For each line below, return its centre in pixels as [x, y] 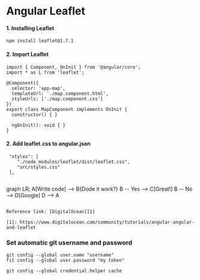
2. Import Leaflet [28, 54]
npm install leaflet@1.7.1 [40, 41]
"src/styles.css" [39, 167]
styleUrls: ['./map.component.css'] [57, 99]
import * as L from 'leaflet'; [45, 72]
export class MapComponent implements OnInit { [67, 109]
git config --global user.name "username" [60, 255]
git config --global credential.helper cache [64, 271]
